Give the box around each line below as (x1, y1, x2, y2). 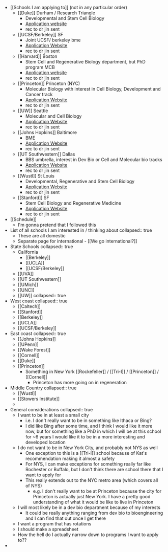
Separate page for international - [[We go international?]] (17, 238, 137, 244)
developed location (25, 439, 66, 445)
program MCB (25, 64, 55, 70)
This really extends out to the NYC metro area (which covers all (25, 477, 158, 483)
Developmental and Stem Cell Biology (25, 15, 104, 21)
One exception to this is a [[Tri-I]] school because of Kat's (25, 450, 147, 456)
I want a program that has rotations (17, 521, 92, 526)
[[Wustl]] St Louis (17, 173, 55, 179)
